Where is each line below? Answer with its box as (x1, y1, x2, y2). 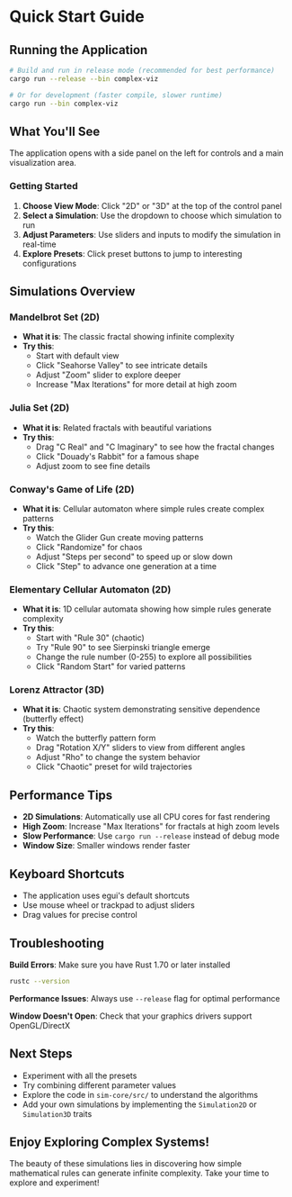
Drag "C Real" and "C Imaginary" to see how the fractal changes (35, 441, 275, 452)
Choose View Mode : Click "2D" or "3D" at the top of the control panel (22, 200, 283, 211)
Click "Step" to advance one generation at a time (35, 560, 217, 571)
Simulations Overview (9, 284, 136, 299)
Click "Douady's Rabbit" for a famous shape (35, 450, 199, 461)
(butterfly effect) (22, 713, 84, 724)
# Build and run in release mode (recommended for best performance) (9, 66, 276, 75)
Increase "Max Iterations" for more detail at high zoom (35, 379, 237, 390)
